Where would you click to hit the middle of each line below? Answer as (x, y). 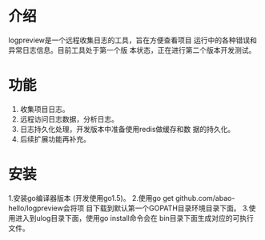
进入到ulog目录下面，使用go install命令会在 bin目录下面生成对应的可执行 (135, 218)
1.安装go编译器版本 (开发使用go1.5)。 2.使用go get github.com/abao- (122, 198)
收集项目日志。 (44, 109)
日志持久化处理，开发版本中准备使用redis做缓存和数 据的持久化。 (127, 129)
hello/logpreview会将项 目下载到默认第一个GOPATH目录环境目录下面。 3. (129, 208)
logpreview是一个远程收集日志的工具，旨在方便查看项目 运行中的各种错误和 (133, 40)
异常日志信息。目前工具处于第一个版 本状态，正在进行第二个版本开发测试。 (132, 50)
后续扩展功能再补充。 (55, 139)
